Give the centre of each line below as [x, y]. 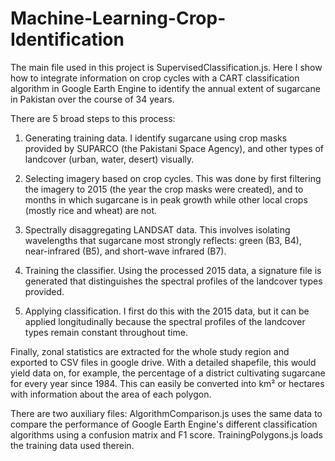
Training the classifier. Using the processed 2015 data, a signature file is [173, 270]
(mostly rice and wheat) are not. [91, 210]
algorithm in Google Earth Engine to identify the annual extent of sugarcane [165, 88]
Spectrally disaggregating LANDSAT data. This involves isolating [157, 229]
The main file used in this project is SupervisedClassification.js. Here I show [166, 67]
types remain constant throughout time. [106, 332]
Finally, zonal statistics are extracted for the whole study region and [150, 351]
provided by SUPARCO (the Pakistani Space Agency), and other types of [174, 148]
